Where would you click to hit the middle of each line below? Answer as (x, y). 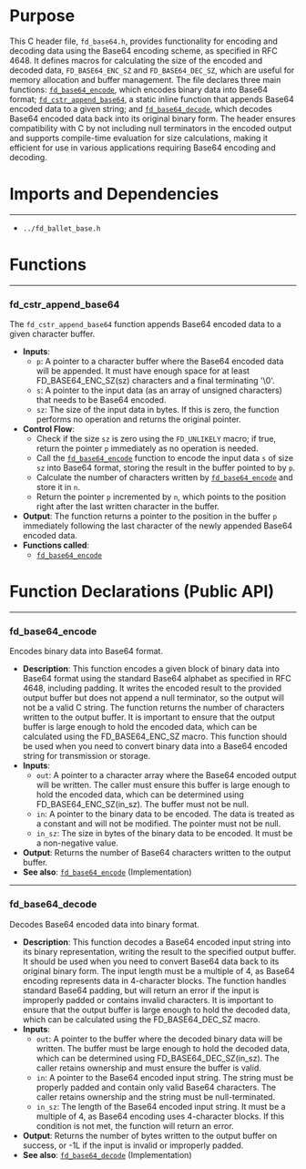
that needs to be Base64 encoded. (101, 400)
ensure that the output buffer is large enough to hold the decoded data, (156, 1010)
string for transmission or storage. (87, 756)
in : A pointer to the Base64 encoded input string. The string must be (165, 1077)
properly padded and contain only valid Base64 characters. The (156, 1087)
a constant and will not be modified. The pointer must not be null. (158, 824)
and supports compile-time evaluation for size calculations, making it (139, 138)
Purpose (42, 16)
